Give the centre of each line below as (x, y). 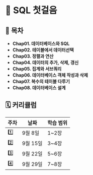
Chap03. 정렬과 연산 (33, 56)
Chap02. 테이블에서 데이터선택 (43, 50)
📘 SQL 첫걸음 (31, 10)
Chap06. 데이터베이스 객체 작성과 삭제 (50, 75)
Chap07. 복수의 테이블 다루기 (41, 81)
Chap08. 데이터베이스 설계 (39, 88)
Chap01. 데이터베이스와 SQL (41, 44)
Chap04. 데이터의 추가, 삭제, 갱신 (45, 63)
